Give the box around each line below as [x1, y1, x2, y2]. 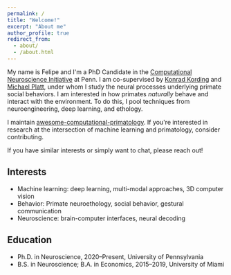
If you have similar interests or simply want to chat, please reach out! [7, 146, 203, 154]
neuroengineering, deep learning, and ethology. [7, 105, 143, 113]
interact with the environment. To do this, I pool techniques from [7, 97, 190, 105]
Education [7, 234, 53, 246]
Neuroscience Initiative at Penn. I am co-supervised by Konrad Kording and [7, 75, 222, 83]
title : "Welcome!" [7, 17, 60, 24]
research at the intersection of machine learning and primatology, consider [7, 125, 221, 134]
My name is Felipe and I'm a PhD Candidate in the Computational [7, 67, 192, 76]
